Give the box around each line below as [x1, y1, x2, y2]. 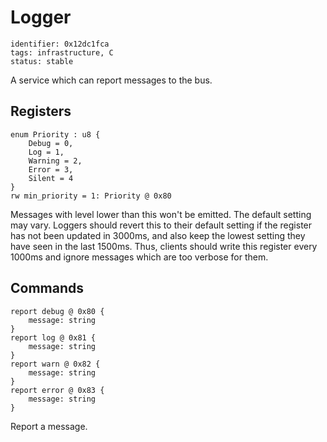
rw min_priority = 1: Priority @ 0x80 [10, 191, 172, 201]
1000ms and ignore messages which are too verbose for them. [10, 251, 269, 263]
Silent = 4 [28, 173, 74, 183]
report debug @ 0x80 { [10, 306, 105, 316]
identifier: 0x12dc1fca [10, 39, 110, 49]
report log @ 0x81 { [10, 332, 97, 343]
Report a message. [10, 420, 88, 432]
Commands [10, 280, 85, 297]
